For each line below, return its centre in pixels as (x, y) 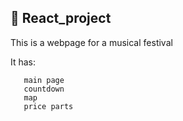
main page (44, 80)
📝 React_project (61, 18)
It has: (23, 62)
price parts (48, 106)
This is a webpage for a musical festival (91, 42)
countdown (44, 89)
